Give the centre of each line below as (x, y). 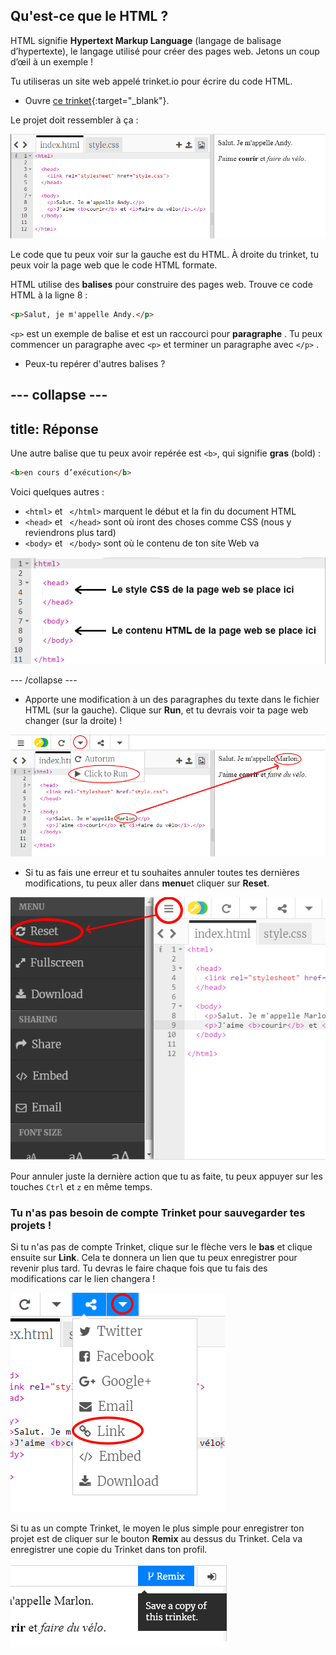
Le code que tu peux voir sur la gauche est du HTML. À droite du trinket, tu (164, 255)
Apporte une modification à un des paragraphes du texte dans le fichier (172, 699)
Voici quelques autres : (57, 492)
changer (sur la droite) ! (73, 720)
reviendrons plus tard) (70, 533)
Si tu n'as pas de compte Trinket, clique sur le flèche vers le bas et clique (161, 1247)
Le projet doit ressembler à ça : (74, 120)
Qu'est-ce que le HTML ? (89, 16)
